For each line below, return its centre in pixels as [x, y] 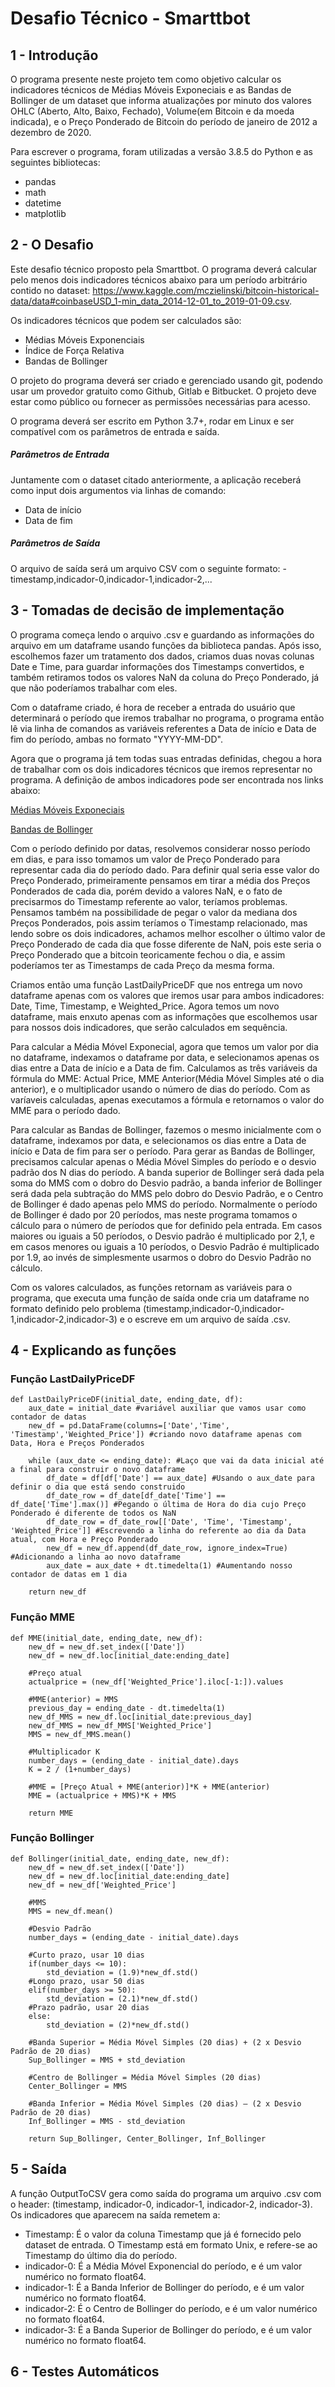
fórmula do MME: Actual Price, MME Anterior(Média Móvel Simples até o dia [167, 1078]
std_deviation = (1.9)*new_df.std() [122, 1972]
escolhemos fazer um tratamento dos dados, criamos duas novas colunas [162, 656]
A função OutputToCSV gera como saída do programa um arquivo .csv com [166, 2193]
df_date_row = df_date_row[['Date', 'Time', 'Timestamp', [169, 1522]
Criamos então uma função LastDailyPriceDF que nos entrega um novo [156, 984]
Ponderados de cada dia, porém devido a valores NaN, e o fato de [146, 891]
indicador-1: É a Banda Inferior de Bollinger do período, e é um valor [164, 2287]
